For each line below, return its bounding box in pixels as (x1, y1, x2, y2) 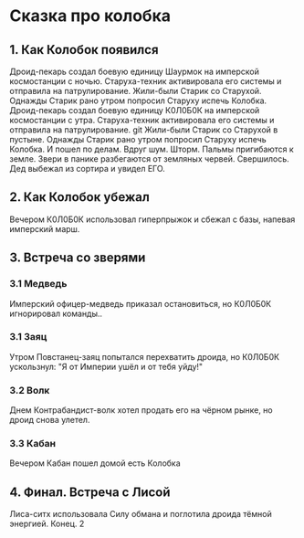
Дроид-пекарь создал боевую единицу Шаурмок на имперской (9, 66, 260, 77)
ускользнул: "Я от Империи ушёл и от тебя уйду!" (9, 361, 204, 372)
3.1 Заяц (9, 331, 47, 343)
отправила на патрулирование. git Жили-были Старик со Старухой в (9, 124, 278, 135)
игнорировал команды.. (9, 308, 103, 319)
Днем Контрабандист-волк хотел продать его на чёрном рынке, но (9, 405, 273, 416)
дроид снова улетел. (9, 415, 90, 426)
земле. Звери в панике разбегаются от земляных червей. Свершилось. (9, 153, 289, 164)
